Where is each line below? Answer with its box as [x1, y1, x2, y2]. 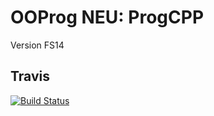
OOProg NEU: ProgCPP [10, 6, 205, 29]
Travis [10, 68, 50, 85]
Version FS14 [10, 39, 65, 51]
